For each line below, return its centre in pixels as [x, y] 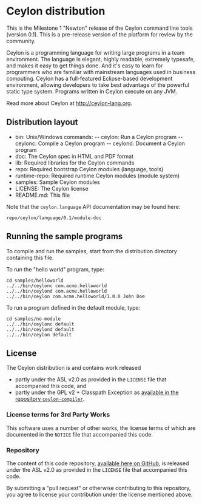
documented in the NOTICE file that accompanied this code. [79, 434]
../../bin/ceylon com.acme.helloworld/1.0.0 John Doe [76, 296]
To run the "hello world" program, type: [56, 269]
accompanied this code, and [51, 386]
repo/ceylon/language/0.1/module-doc [54, 218]
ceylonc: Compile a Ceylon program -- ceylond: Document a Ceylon [100, 143]
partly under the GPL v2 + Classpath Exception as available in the [97, 392]
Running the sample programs [65, 237]
